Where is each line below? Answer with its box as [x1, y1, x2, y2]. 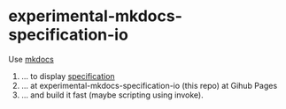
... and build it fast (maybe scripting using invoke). [20, 90, 205, 100]
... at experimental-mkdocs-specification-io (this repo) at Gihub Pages [20, 80, 278, 91]
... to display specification [20, 70, 116, 81]
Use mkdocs [8, 54, 54, 64]
